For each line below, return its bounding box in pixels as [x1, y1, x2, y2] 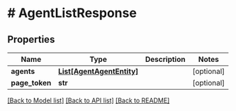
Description [145, 55, 186, 64]
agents [11, 66, 35, 76]
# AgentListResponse [7, 5, 137, 21]
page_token [11, 78, 52, 88]
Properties [7, 33, 55, 46]
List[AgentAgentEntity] [57, 66, 139, 76]
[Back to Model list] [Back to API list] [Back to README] [7, 96, 170, 105]
